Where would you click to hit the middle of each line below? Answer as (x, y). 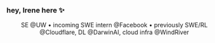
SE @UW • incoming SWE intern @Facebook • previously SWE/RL (114, 25)
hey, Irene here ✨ (36, 10)
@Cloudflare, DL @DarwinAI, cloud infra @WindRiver (114, 32)
